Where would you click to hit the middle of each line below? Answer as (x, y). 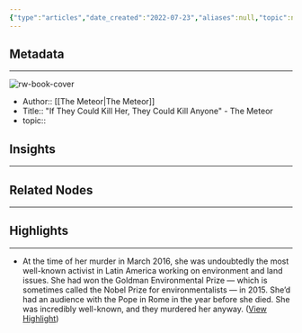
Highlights (39, 231)
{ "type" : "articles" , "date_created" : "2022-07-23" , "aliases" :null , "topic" (148, 18)
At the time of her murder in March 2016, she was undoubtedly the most (155, 261)
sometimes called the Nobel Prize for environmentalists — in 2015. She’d (156, 290)
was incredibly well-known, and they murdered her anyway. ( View (145, 309)
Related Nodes (51, 190)
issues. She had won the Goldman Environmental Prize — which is (145, 280)
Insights (33, 149)
